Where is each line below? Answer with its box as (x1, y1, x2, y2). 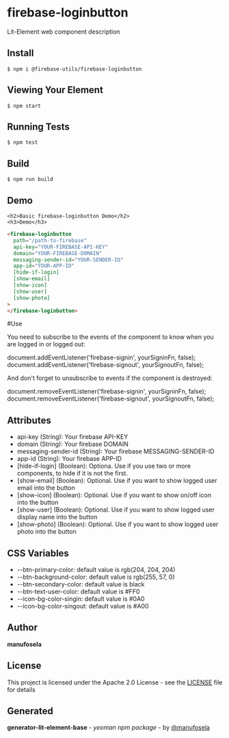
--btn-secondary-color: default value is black (16, 580, 145, 588)
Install (7, 47, 34, 59)
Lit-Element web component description (7, 27, 121, 36)
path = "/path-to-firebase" (13, 237, 87, 244)
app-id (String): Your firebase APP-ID (16, 455, 122, 463)
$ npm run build (7, 176, 53, 183)
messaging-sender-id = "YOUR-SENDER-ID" (13, 256, 124, 263)
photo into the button (16, 527, 77, 536)
